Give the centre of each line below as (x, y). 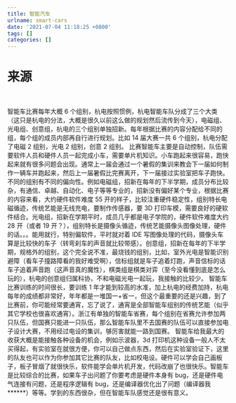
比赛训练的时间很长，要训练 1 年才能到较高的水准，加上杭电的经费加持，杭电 (118, 287)
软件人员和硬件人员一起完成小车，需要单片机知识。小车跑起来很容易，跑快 (121, 155)
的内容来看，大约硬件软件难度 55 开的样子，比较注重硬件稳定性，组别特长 (114, 199)
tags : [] (20, 33)
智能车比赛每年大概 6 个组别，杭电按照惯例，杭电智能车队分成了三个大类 (112, 111)
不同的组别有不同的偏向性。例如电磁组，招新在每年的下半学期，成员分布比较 (118, 182)
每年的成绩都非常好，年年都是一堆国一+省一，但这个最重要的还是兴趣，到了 (117, 296)
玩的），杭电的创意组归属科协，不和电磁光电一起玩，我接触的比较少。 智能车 (117, 279)
